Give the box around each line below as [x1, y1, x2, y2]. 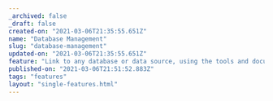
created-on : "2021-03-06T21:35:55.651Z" [8, 27, 148, 35]
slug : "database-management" [8, 42, 107, 50]
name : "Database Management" [8, 34, 107, 43]
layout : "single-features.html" [8, 80, 118, 88]
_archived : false [8, 11, 67, 20]
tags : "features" [8, 72, 67, 81]
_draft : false [8, 20, 57, 28]
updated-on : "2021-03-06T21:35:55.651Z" [8, 50, 148, 58]
